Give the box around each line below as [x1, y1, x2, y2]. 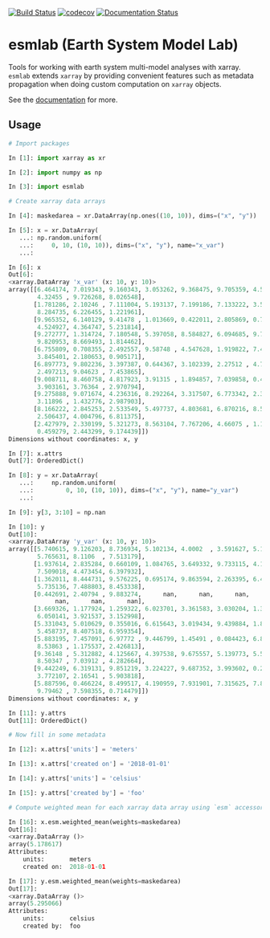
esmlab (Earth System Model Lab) [8, 36, 239, 54]
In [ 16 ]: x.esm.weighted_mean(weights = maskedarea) [8, 818, 182, 826]
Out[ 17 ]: [8, 884, 38, 893]
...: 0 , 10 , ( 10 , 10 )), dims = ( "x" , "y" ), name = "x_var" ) [18, 241, 225, 249]
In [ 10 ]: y [8, 523, 45, 531]
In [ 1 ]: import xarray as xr [8, 153, 106, 162]
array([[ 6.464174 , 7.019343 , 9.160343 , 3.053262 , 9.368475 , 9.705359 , [8, 286, 250, 294]
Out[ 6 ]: [8, 271, 35, 279]
